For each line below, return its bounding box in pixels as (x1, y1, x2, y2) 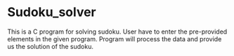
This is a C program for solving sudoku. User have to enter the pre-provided (7, 27, 228, 36)
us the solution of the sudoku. (7, 42, 93, 50)
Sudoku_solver (7, 4, 96, 20)
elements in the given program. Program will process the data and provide (7, 34, 222, 43)
